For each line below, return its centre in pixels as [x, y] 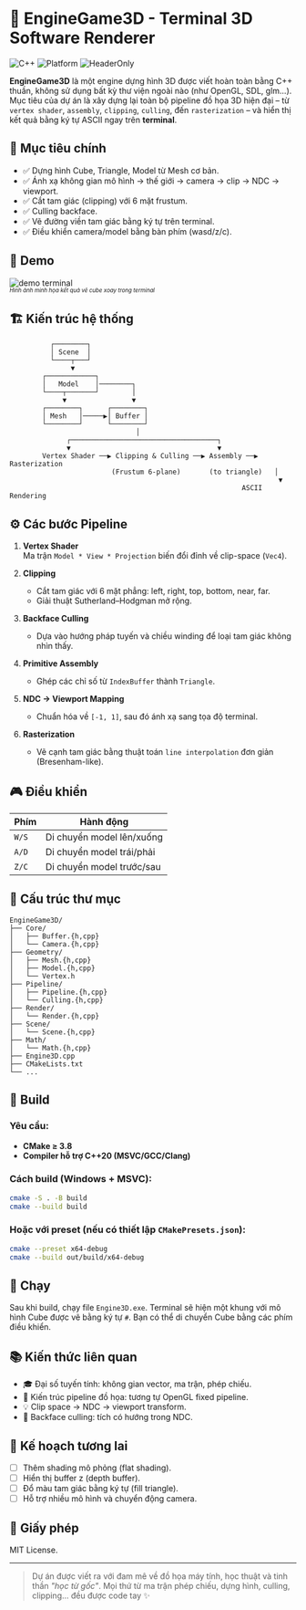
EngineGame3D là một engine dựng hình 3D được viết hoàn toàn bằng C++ [151, 80]
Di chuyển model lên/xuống [104, 837]
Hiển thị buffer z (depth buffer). [82, 1479]
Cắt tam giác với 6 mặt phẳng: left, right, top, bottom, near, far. [153, 591]
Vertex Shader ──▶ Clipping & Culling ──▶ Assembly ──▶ [150, 456]
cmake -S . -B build [49, 1198]
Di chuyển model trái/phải [100, 852]
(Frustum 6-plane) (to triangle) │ [195, 472]
